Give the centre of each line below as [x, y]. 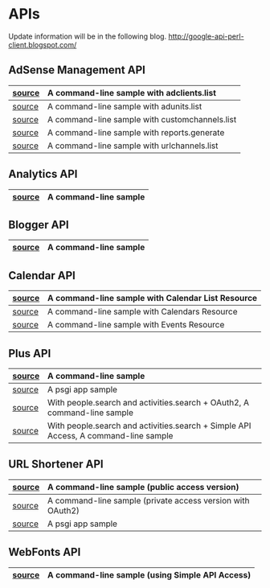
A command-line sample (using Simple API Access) [149, 574]
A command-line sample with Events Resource [136, 325]
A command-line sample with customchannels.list [142, 119]
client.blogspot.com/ [43, 44]
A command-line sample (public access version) [143, 487]
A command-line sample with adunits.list [125, 106]
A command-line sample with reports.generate [136, 132]
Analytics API [43, 174]
